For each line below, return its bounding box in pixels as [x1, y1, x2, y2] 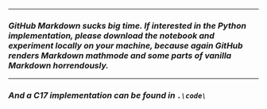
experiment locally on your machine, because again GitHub [8, 40, 244, 51]
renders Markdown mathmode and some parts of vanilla [8, 49, 232, 60]
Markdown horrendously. [8, 60, 109, 71]
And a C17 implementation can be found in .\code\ [8, 90, 207, 101]
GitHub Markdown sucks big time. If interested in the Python [8, 20, 246, 31]
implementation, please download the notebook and [8, 29, 215, 41]
